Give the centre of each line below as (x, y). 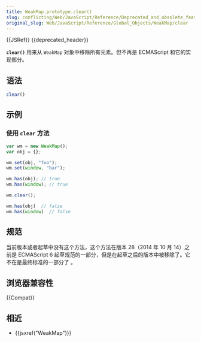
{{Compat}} (20, 298)
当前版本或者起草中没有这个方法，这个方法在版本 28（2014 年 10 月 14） (95, 247)
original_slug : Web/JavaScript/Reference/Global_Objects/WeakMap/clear (97, 23)
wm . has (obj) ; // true (33, 179)
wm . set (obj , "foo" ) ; (32, 162)
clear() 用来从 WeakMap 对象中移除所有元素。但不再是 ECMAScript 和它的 (96, 52)
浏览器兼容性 (30, 283)
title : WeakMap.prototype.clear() (49, 12)
